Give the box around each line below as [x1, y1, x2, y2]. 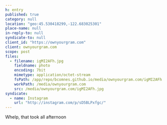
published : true [5, 12, 39, 17]
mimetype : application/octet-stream [14, 72, 91, 77]
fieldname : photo [14, 63, 50, 68]
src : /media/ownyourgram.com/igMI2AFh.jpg [14, 86, 104, 91]
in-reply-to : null [5, 30, 43, 35]
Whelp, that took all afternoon [5, 114, 66, 120]
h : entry [5, 7, 23, 12]
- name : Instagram [9, 95, 48, 100]
